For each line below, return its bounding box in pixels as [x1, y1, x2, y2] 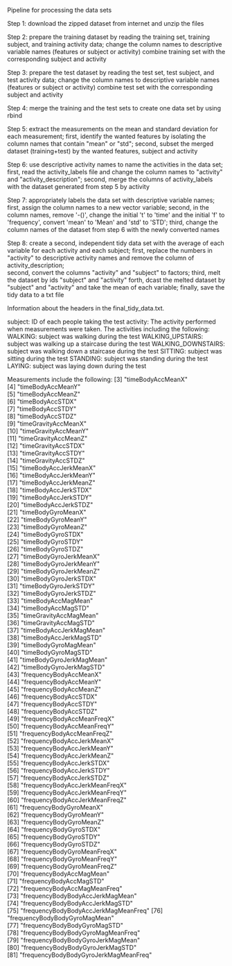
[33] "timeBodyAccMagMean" [7, 597, 93, 605]
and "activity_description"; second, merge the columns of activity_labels [7, 175, 213, 183]
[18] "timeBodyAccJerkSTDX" [7, 486, 92, 494]
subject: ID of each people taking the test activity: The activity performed [7, 317, 216, 326]
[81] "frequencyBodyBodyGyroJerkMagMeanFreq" [7, 951, 152, 959]
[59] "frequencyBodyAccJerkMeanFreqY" [7, 788, 127, 797]
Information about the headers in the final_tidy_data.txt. [7, 304, 165, 312]
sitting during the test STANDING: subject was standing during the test [7, 354, 208, 363]
